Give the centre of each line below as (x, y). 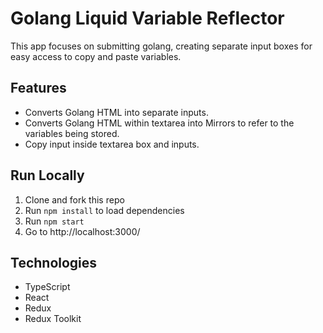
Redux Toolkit (53, 319)
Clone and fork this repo (74, 199)
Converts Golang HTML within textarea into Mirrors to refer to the (159, 123)
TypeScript (47, 287)
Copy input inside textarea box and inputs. (112, 144)
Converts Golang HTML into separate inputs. (116, 112)
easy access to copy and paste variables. (96, 56)
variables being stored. (72, 133)
